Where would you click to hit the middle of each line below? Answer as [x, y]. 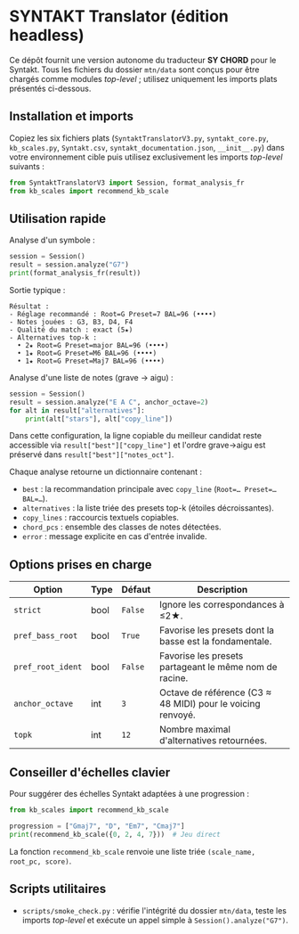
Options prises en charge [81, 565]
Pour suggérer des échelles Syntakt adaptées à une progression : [129, 794]
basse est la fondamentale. [215, 642]
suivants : [27, 166]
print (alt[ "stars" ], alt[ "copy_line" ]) [99, 419]
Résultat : [29, 306]
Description [222, 590]
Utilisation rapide [58, 219]
